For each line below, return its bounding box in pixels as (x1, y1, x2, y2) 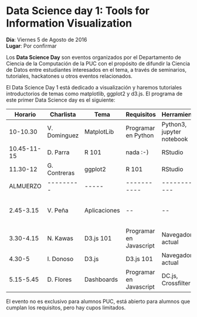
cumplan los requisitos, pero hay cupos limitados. (6, 304, 126, 311)
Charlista (49, 110, 76, 118)
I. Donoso (47, 255, 74, 263)
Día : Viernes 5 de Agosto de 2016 (6, 36, 87, 43)
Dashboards (84, 275, 118, 283)
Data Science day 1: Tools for (6, 4, 150, 18)
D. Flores (47, 275, 72, 283)
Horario (14, 110, 36, 118)
